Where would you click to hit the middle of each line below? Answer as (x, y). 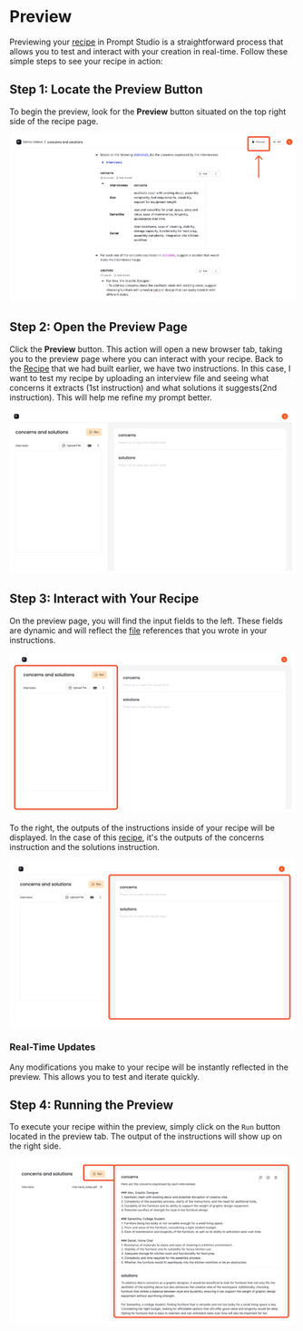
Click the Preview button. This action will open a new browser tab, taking (146, 349)
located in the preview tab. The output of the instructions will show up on (146, 1137)
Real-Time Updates (53, 1047)
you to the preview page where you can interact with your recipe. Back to (147, 358)
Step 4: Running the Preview (92, 1105)
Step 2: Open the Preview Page (98, 327)
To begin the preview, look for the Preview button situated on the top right (148, 112)
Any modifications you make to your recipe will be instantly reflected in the (149, 1067)
